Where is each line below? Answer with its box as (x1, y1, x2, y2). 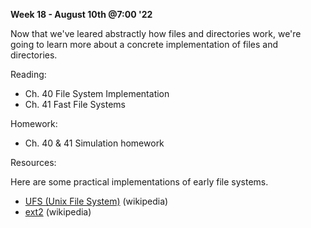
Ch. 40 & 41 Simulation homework (24, 137, 165, 149)
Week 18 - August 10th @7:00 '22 (10, 9, 153, 20)
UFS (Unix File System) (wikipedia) (24, 195, 169, 207)
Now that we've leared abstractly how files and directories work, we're (10, 28, 302, 39)
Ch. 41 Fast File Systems (24, 99, 127, 110)
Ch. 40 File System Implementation (24, 88, 170, 99)
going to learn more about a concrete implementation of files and (10, 39, 279, 50)
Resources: (10, 157, 57, 168)
